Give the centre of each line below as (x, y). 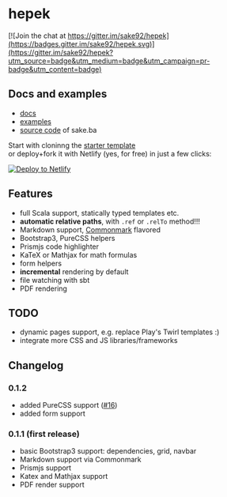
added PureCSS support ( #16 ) (68, 405)
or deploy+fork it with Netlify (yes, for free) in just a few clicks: (110, 153)
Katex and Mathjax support (64, 476)
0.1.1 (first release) (44, 434)
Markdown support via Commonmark (80, 460)
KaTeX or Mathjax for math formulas (78, 254)
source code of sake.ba (58, 130)
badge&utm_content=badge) (55, 69)
